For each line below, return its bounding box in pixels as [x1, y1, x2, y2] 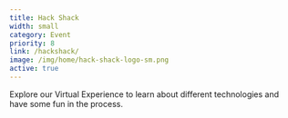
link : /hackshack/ [9, 47, 79, 56]
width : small [9, 22, 59, 31]
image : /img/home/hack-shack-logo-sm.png [9, 55, 170, 64]
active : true [9, 64, 59, 74]
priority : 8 [9, 38, 55, 48]
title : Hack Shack [9, 13, 79, 23]
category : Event [9, 30, 71, 39]
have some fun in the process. [9, 98, 123, 109]
